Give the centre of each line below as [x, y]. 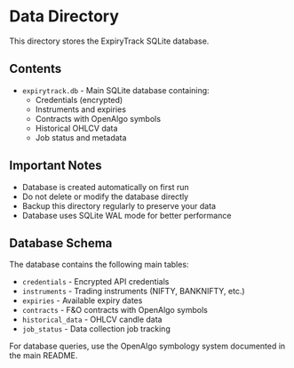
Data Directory [64, 16]
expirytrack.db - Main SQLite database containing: [116, 90]
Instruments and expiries [81, 109]
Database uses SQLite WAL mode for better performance [127, 215]
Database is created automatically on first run [105, 187]
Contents [36, 69]
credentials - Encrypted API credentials [95, 282]
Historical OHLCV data [76, 128]
